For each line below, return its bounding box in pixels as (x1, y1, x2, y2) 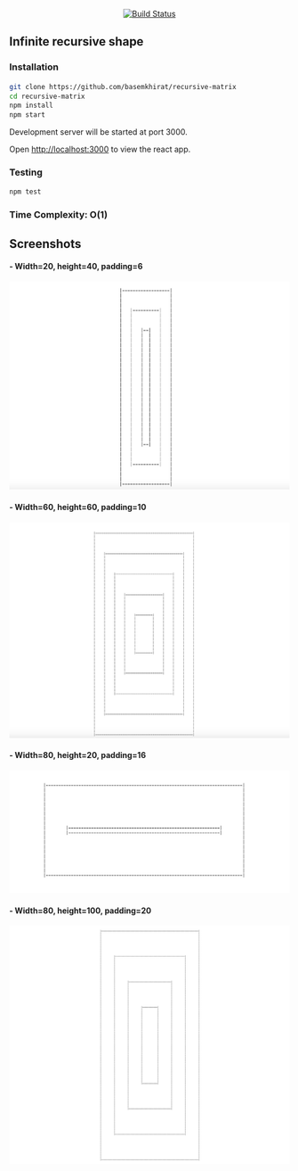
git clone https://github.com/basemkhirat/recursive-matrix (9, 82, 238, 91)
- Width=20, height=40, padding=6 (9, 261, 143, 272)
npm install (9, 101, 53, 111)
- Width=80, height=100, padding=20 (9, 905, 152, 916)
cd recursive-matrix (9, 92, 86, 101)
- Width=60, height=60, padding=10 (9, 501, 147, 512)
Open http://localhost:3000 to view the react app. (9, 144, 191, 155)
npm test (9, 187, 42, 196)
